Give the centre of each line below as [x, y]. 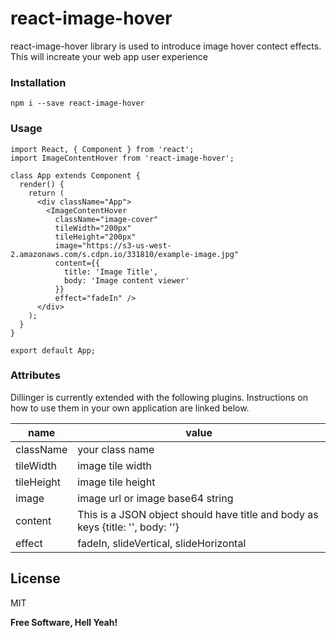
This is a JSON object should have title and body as [198, 514]
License [35, 578]
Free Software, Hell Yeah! [64, 622]
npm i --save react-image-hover [77, 103]
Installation [38, 82]
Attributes [35, 375]
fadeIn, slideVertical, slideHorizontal [162, 543]
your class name [116, 449]
